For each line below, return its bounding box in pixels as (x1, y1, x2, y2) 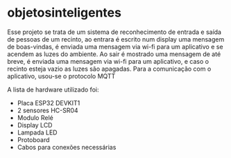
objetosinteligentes (7, 5, 121, 21)
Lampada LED (17, 128, 58, 137)
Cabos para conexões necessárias (17, 143, 117, 151)
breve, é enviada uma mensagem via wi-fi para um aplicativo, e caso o (7, 57, 209, 65)
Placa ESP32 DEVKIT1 (17, 98, 80, 107)
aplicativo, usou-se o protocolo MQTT (7, 71, 116, 80)
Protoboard (17, 135, 50, 143)
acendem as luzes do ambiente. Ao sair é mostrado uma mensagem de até (7, 50, 221, 58)
